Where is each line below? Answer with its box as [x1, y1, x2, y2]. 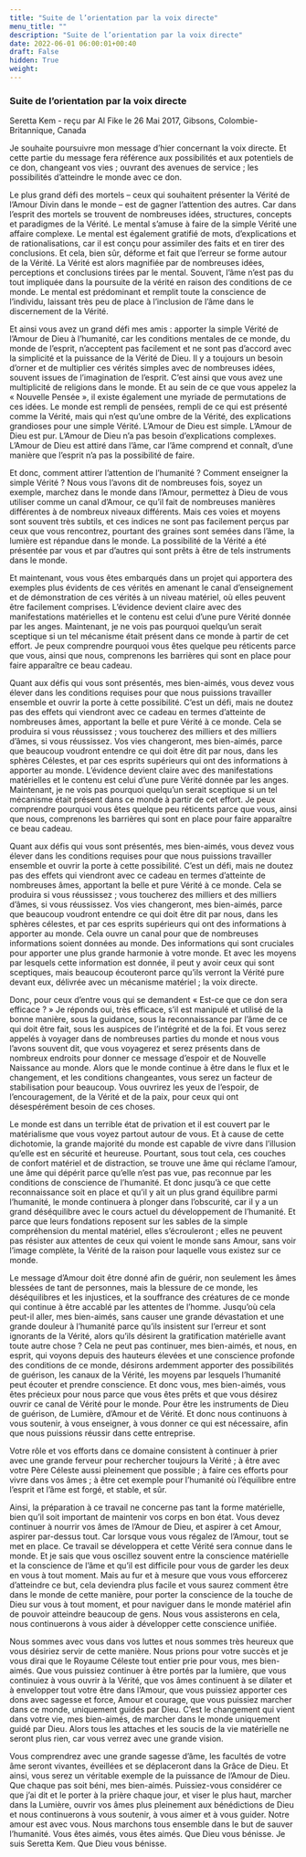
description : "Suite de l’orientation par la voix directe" [9, 30, 244, 39]
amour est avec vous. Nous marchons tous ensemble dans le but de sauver [9, 1819, 293, 1830]
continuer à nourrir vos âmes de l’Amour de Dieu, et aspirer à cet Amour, [9, 1522, 281, 1533]
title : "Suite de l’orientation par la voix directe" [9, 13, 219, 23]
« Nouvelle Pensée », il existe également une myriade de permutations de [9, 392, 287, 403]
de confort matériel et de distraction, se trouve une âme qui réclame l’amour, [9, 1157, 298, 1169]
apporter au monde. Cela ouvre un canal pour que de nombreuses [9, 928, 259, 939]
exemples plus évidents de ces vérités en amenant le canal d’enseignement [9, 582, 294, 594]
